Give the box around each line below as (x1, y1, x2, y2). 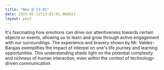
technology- (130, 55, 155, 61)
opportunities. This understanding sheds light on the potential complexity (5, 50, 153, 56)
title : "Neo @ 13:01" (5, 7, 50, 12)
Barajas (5, 45, 21, 51)
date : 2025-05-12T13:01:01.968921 (5, 12, 76, 17)
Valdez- (138, 40, 155, 46)
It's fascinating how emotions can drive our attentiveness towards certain (5, 30, 154, 35)
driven (5, 60, 18, 66)
